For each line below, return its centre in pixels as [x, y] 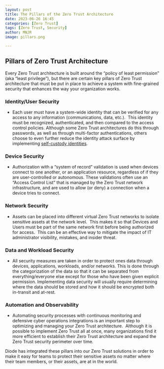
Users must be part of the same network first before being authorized [83, 227]
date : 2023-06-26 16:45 [30, 19]
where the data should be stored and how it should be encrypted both [83, 287]
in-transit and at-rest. [34, 292]
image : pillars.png [25, 37]
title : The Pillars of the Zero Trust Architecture [59, 14]
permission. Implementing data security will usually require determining [85, 282]
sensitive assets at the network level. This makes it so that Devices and [85, 222]
